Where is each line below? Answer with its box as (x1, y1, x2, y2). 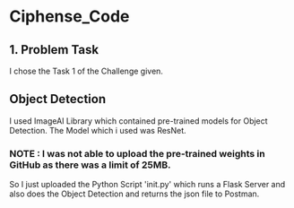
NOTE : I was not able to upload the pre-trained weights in (9, 147, 266, 160)
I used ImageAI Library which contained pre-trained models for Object (9, 115, 268, 126)
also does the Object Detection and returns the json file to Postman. (9, 188, 260, 199)
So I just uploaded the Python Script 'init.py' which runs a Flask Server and (9, 179, 286, 190)
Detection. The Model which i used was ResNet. (9, 125, 186, 135)
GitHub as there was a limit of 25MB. (9, 159, 172, 171)
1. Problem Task (9, 42, 99, 57)
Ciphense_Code (9, 6, 130, 27)
